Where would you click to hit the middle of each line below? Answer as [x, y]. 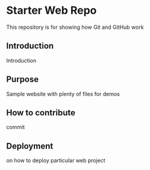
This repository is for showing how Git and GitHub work [75, 27]
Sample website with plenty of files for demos [63, 94]
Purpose [23, 80]
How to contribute [41, 113]
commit [16, 127]
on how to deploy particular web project [56, 160]
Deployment [30, 146]
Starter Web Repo [52, 11]
